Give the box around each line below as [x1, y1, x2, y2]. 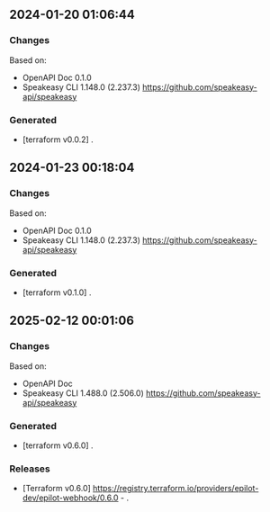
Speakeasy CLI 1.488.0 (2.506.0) [22, 387, 144, 399]
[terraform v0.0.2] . [22, 134, 94, 145]
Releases [9, 463, 51, 475]
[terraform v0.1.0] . [22, 287, 92, 298]
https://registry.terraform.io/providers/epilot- [93, 483, 259, 494]
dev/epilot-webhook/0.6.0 [22, 492, 119, 503]
